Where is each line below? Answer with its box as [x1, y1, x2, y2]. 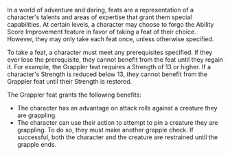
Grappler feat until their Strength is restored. [7, 77, 133, 85]
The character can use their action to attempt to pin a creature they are [16, 119, 218, 126]
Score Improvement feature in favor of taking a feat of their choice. [7, 27, 197, 36]
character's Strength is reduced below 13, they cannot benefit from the [7, 70, 208, 78]
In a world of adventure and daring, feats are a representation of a [7, 6, 194, 14]
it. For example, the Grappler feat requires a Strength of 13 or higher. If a [7, 63, 211, 71]
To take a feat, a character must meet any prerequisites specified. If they [7, 48, 213, 56]
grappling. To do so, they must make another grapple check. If [16, 126, 194, 134]
